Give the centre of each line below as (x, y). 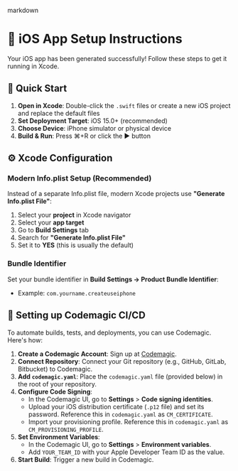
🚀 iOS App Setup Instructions (95, 39)
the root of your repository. (57, 384)
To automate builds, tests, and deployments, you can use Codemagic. (109, 332)
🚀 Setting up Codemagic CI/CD (76, 315)
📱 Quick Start (37, 88)
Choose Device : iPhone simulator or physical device (94, 128)
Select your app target (51, 222)
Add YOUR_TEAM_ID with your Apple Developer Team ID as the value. (126, 452)
